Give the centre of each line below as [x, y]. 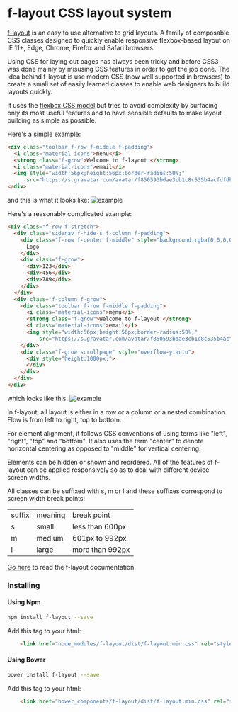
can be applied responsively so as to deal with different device [118, 470]
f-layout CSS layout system [90, 13]
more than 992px [101, 549]
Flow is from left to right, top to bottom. [64, 419]
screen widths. [29, 477]
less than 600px [99, 526]
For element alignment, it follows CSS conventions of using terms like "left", [118, 433]
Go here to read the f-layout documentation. [72, 567]
